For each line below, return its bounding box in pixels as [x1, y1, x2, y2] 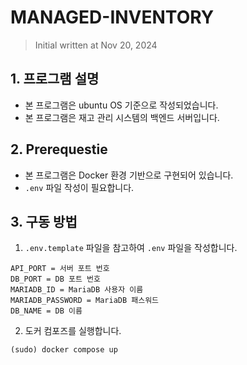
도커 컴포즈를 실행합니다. [24, 325, 122, 337]
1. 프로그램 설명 [10, 71, 100, 88]
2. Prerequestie [10, 141, 108, 158]
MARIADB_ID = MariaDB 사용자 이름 [10, 285, 144, 295]
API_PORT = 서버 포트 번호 [10, 264, 110, 274]
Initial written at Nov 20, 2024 [34, 39, 158, 51]
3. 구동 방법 [10, 213, 78, 230]
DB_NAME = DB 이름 [10, 306, 83, 316]
